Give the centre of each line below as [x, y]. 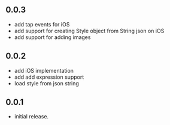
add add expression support [49, 77]
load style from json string [46, 83]
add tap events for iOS [42, 24]
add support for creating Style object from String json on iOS [89, 31]
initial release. [31, 117]
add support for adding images [52, 37]
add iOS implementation [44, 70]
